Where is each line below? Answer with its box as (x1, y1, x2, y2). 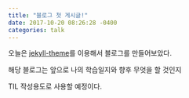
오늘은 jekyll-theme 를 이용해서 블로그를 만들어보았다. (8, 49, 173, 58)
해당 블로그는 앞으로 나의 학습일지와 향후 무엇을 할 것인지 (8, 65, 182, 74)
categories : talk (8, 26, 65, 34)
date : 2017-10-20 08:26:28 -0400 (8, 19, 118, 27)
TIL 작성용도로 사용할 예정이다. (8, 82, 103, 91)
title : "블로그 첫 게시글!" (8, 11, 89, 20)
